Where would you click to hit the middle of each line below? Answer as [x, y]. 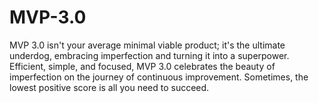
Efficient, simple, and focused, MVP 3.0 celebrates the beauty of [142, 66]
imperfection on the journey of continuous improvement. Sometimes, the [159, 77]
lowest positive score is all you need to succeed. [109, 87]
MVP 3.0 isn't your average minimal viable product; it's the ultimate [147, 45]
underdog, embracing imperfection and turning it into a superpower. [149, 55]
